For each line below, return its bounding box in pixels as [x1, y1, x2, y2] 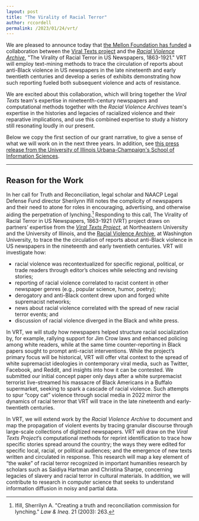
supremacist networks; [14, 298, 71, 305]
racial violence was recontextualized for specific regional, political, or [14, 260, 184, 267]
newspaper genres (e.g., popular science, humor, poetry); [14, 285, 156, 292]
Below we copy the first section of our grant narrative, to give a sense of [6, 134, 183, 141]
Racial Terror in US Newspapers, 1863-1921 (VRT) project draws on [6, 217, 170, 224]
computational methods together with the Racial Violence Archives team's [6, 103, 187, 110]
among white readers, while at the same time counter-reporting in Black [6, 341, 182, 348]
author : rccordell [6, 20, 52, 25]
